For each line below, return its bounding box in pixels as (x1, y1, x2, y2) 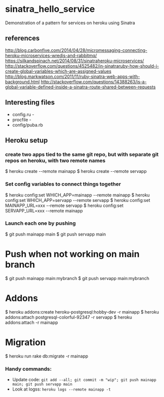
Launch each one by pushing (5, 220, 76, 227)
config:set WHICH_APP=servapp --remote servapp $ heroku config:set (5, 197, 151, 203)
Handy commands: (5, 365, 52, 372)
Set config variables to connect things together (5, 181, 121, 188)
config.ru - (12, 111, 35, 117)
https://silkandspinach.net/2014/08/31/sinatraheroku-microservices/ (5, 58, 144, 64)
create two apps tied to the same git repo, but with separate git (5, 151, 159, 158)
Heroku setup (5, 136, 48, 144)
